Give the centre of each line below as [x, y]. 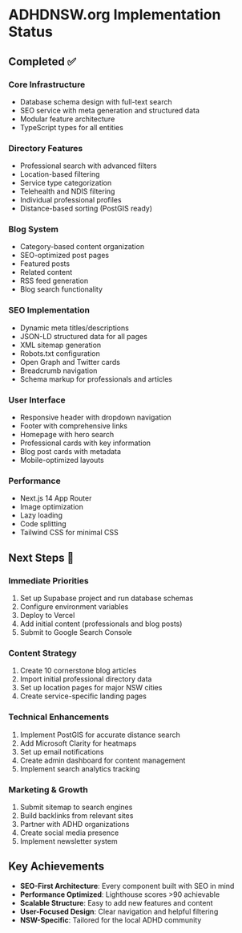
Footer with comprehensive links [74, 426]
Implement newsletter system [69, 841]
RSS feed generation [54, 281]
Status [31, 32]
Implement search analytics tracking [80, 768]
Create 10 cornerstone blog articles [78, 671]
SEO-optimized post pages [65, 256]
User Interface [37, 399]
